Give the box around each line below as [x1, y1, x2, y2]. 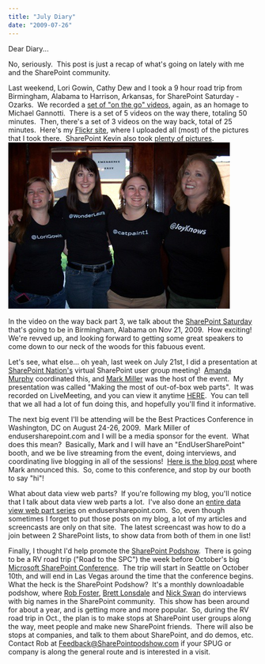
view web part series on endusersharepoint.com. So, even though [8, 505, 225, 514]
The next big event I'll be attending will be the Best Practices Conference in [8, 414, 254, 423]
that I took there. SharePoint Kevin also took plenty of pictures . [8, 133, 214, 142]
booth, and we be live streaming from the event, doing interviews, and [8, 448, 237, 457]
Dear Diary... [8, 44, 49, 53]
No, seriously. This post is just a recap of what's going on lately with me [8, 59, 244, 69]
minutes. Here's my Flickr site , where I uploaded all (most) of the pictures [8, 125, 249, 135]
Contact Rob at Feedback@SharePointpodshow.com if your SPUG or [8, 638, 232, 648]
